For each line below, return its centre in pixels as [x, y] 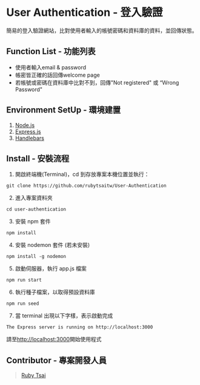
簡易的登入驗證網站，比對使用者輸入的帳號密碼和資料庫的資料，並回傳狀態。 [102, 30]
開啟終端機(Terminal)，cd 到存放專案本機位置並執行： [82, 175]
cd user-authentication [36, 210]
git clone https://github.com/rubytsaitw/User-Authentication [86, 186]
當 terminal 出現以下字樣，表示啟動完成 [64, 316]
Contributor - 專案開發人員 [57, 360]
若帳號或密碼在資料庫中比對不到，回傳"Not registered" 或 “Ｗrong [97, 82]
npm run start [24, 280]
